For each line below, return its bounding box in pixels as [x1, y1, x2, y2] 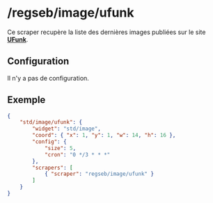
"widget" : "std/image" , [32, 125, 101, 133]
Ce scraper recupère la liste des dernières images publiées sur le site [7, 28, 206, 36]
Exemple [7, 94, 46, 106]
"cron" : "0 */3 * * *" [44, 151, 111, 158]
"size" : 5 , [44, 145, 77, 152]
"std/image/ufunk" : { [19, 119, 82, 126]
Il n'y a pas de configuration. [7, 74, 89, 82]
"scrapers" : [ [32, 164, 73, 171]
